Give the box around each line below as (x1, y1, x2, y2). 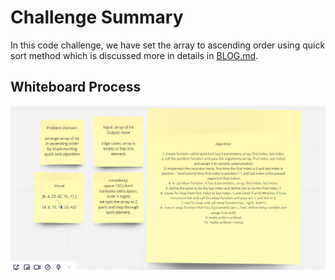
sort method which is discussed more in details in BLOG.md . (10, 49, 259, 61)
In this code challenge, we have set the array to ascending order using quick (10, 39, 326, 51)
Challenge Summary (10, 6, 184, 29)
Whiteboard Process (10, 79, 142, 96)
